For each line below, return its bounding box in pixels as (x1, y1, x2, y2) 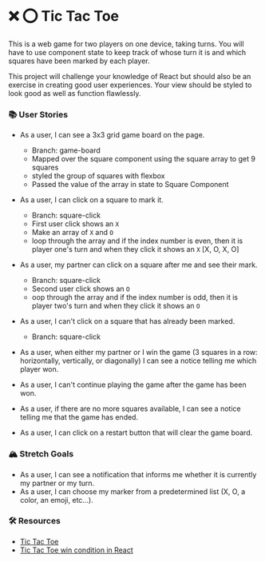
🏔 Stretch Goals (8, 448, 74, 460)
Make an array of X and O (31, 228, 114, 237)
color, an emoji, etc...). (19, 495, 93, 504)
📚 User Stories (8, 109, 69, 120)
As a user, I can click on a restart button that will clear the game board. (19, 428, 253, 437)
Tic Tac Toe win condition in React (19, 545, 133, 555)
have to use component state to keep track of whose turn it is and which (8, 47, 247, 57)
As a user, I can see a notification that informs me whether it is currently (19, 469, 257, 479)
